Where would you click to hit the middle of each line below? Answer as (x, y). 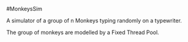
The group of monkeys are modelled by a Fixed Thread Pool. (83, 32)
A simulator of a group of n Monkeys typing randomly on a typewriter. (94, 20)
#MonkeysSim (24, 9)
